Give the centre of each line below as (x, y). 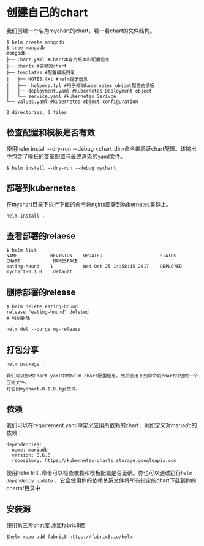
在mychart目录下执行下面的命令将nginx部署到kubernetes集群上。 (89, 204)
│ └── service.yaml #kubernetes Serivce (61, 96)
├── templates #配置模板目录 (41, 72)
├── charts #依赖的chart (37, 66)
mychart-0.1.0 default (39, 272)
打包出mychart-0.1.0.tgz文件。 (43, 389)
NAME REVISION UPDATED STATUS (91, 256)
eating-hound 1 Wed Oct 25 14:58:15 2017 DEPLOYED (94, 267)
